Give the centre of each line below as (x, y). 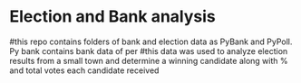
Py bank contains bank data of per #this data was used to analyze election (149, 51)
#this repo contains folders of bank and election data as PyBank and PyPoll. (151, 41)
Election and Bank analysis (112, 17)
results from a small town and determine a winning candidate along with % (149, 60)
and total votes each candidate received (84, 70)
